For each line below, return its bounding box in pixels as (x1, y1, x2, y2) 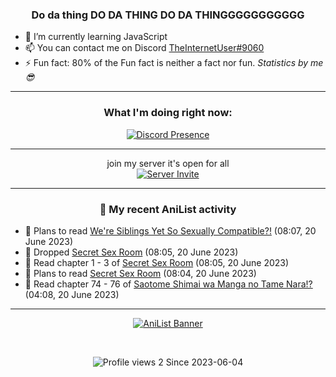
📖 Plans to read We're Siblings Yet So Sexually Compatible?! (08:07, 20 (24, 224, 317, 237)
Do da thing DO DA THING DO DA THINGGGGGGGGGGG (31, 8, 305, 22)
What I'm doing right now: (103, 106, 233, 120)
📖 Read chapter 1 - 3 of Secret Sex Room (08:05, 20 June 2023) (24, 256, 290, 268)
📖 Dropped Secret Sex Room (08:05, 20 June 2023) (24, 246, 239, 258)
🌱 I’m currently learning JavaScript (24, 31, 168, 43)
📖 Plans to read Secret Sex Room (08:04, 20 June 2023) (24, 267, 257, 279)
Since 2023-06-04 (165, 356, 244, 368)
